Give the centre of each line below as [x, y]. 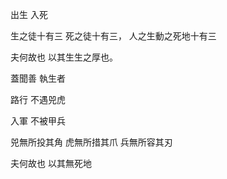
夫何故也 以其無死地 [51, 163]
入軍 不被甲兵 [38, 121]
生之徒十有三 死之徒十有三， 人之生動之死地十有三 [113, 36]
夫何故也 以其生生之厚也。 [64, 57]
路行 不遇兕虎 [38, 99]
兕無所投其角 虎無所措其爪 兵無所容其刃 [91, 142]
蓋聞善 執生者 [38, 78]
